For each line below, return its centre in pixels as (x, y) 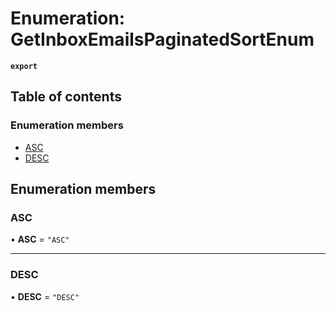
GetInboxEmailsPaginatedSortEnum (162, 39)
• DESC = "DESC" (45, 296)
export (24, 66)
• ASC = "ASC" (40, 239)
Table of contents (66, 97)
